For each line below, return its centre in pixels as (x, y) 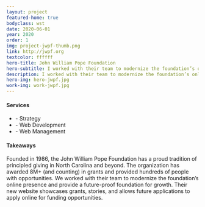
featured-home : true (33, 18)
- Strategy (28, 119)
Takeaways (21, 145)
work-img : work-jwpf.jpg (38, 86)
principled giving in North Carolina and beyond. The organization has (93, 166)
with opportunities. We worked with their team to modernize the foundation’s (103, 178)
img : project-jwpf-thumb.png (43, 46)
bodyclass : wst (26, 23)
